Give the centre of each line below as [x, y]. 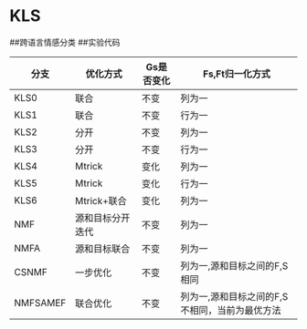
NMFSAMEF [40, 303]
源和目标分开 [102, 218]
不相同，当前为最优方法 [231, 310]
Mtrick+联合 [101, 200]
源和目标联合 [102, 249]
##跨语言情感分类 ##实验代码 [65, 42]
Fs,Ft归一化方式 [237, 74]
